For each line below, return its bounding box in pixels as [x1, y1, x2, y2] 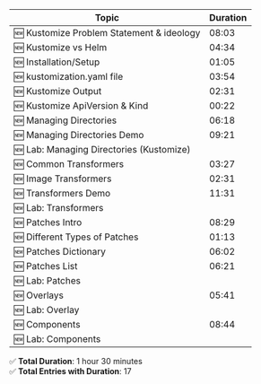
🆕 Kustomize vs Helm [13, 41, 108, 53]
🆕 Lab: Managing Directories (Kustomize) [13, 144, 191, 155]
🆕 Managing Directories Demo [13, 129, 144, 141]
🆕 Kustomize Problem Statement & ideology [13, 27, 201, 39]
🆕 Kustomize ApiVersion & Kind [13, 100, 149, 111]
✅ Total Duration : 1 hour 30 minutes [9, 356, 144, 366]
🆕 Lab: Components [13, 333, 101, 345]
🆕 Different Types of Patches [13, 231, 139, 243]
